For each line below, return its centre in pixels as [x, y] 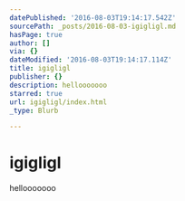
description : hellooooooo [58, 85]
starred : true [36, 93]
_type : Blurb [34, 110]
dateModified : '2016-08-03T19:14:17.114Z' [91, 60]
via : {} [24, 52]
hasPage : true [36, 34]
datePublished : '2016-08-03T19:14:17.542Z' [93, 18]
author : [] [30, 43]
